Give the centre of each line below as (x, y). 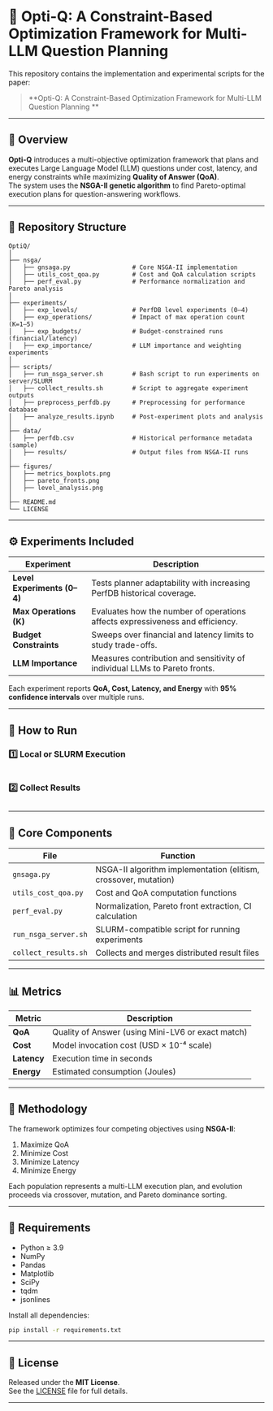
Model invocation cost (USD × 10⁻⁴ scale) (132, 1045)
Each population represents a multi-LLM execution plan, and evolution (126, 1186)
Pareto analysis (36, 289)
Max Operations (44, 611)
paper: (19, 82)
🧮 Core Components (61, 833)
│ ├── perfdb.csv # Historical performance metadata (130, 438)
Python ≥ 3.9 (42, 1248)
